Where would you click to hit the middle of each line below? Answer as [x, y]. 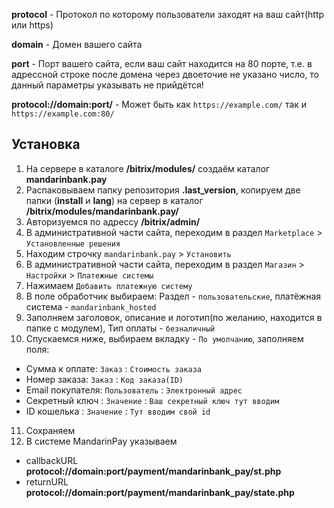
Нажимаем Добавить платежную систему [109, 285]
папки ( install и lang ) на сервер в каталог [114, 200]
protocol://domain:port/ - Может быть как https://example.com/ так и [159, 104]
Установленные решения [73, 244]
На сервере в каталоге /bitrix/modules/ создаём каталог [148, 168]
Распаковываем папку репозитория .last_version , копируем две [163, 190]
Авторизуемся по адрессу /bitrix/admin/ [113, 221]
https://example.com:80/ [63, 114]
